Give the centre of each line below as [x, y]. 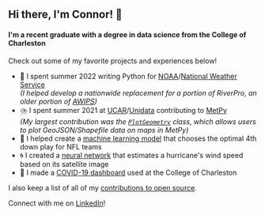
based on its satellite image [64, 164]
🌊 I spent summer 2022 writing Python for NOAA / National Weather [128, 76]
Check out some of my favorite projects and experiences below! [113, 61]
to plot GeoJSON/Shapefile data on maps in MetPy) [104, 130]
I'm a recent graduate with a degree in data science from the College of [127, 34]
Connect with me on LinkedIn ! [57, 203]
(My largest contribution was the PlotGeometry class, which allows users [138, 121]
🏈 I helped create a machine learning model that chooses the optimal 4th [138, 138]
